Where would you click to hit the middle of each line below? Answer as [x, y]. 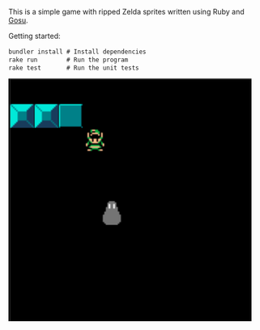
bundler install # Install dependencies [78, 52]
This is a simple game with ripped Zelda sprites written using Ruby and [126, 12]
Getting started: [34, 36]
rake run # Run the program [68, 60]
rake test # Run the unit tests [74, 68]
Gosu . [18, 20]
